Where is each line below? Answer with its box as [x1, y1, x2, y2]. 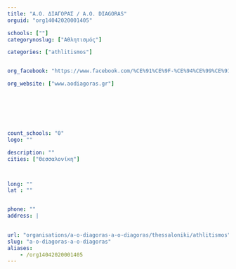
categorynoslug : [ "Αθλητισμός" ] [7, 36, 102, 43]
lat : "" [7, 187, 33, 194]
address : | [7, 212, 39, 220]
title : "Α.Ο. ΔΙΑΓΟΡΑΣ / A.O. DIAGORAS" [7, 10, 128, 18]
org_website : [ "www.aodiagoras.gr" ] [7, 80, 114, 88]
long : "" [7, 181, 33, 188]
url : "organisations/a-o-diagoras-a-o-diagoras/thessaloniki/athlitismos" [7, 231, 231, 239]
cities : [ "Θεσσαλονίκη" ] [7, 155, 80, 162]
